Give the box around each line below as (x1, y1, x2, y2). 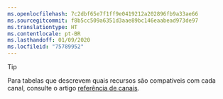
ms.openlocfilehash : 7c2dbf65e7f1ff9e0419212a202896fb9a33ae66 (7, 10, 199, 18)
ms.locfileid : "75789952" (7, 43, 84, 50)
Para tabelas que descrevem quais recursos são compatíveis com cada (7, 76, 217, 85)
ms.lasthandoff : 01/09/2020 (7, 37, 91, 44)
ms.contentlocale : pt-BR (7, 30, 81, 37)
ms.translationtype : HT (7, 23, 78, 30)
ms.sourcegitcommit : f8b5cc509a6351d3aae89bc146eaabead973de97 (7, 17, 199, 24)
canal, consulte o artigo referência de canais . (7, 84, 140, 92)
